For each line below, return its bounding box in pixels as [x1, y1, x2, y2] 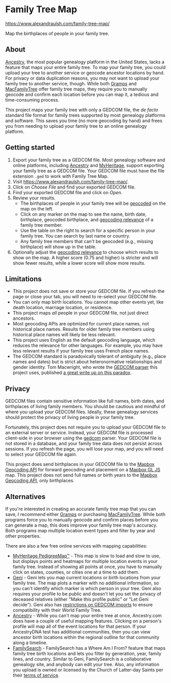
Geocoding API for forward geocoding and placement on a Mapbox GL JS [5, 466, 161, 473]
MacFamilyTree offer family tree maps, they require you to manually [5, 86, 148, 92]
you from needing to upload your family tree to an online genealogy [5, 123, 147, 129]
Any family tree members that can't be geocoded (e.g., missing [20, 238, 153, 244]
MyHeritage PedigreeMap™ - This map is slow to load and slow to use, [12, 553, 161, 559]
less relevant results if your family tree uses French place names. [12, 348, 150, 354]
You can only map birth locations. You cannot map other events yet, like [12, 299, 164, 305]
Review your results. [12, 195, 56, 201]
